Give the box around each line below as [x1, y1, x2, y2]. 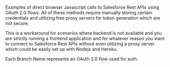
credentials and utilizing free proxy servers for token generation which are [5, 15, 160, 21]
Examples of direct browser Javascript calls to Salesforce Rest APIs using [5, 5, 159, 10]
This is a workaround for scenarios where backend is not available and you [5, 30, 162, 36]
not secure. [5, 20, 29, 26]
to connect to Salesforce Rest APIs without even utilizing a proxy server [5, 41, 155, 47]
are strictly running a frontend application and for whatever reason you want [5, 35, 165, 41]
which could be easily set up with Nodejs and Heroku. [5, 46, 118, 52]
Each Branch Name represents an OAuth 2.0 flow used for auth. [5, 56, 139, 62]
